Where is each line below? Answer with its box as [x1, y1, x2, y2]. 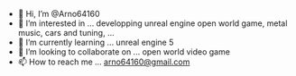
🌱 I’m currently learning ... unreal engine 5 [17, 37, 174, 47]
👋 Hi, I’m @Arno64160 [17, 9, 101, 19]
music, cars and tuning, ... [17, 28, 115, 38]
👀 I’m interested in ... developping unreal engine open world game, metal [17, 18, 288, 29]
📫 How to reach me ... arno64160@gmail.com [17, 56, 190, 67]
